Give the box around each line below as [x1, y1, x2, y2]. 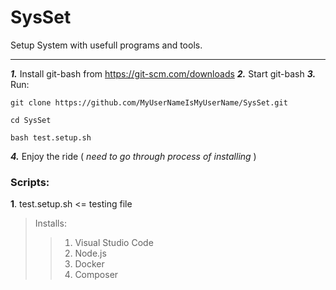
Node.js [74, 247, 107, 260]
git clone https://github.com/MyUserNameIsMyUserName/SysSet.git [10, 97, 288, 108]
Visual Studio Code [74, 237, 154, 249]
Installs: [34, 217, 67, 230]
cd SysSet [10, 115, 52, 125]
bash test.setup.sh [10, 132, 92, 143]
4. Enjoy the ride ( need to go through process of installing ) [10, 150, 257, 162]
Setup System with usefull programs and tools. [10, 39, 203, 51]
